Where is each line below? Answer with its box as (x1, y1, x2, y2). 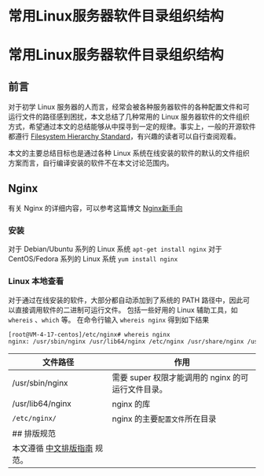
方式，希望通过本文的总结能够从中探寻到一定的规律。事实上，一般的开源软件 (8, 122, 256, 131)
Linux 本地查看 (8, 276, 64, 287)
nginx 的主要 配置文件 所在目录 (112, 414, 217, 425)
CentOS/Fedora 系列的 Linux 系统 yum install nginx (8, 254, 178, 264)
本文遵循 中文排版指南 (12, 443, 93, 454)
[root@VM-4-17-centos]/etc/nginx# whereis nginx (8, 330, 170, 338)
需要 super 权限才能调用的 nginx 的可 (112, 372, 249, 383)
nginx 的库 (112, 399, 151, 410)
